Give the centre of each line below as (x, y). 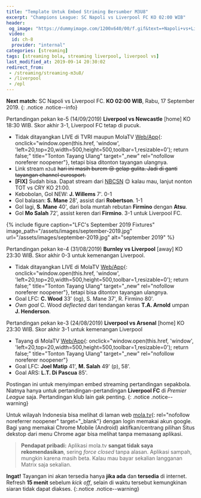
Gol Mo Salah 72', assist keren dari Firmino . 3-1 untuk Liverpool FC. (98, 213)
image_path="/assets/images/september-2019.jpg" (69, 231)
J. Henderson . (33, 311)
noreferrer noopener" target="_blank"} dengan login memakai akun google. (99, 421)
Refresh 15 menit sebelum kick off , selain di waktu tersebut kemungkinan (97, 482)
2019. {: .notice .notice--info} (42, 107)
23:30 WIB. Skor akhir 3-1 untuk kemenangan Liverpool (74, 329)
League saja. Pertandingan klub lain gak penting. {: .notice (78, 397)
